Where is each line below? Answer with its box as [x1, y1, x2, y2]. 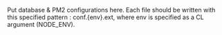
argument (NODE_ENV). [7, 21, 75, 28]
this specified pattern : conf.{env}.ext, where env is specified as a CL [7, 13, 204, 21]
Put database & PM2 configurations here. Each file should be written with [7, 6, 216, 14]
